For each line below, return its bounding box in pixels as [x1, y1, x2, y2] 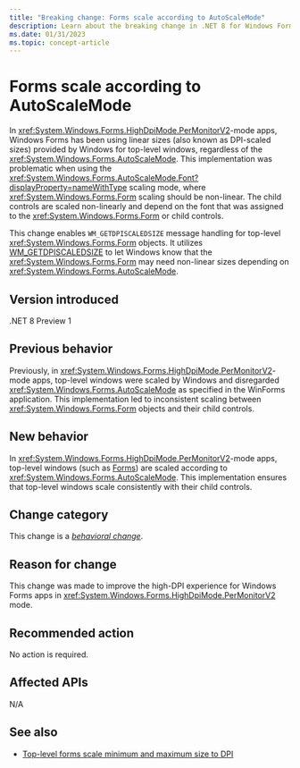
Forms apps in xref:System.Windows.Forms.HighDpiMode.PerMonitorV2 [9, 590, 276, 601]
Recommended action [9, 625, 135, 640]
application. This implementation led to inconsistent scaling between [9, 393, 262, 404]
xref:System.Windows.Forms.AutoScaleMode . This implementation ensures [9, 471, 287, 483]
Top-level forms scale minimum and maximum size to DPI [21, 748, 234, 759]
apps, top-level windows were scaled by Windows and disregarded [32, 375, 279, 385]
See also [9, 725, 58, 740]
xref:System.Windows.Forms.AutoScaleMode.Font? [9, 173, 199, 183]
